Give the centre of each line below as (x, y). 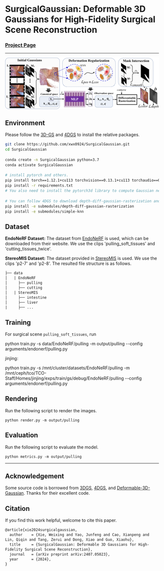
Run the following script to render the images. (51, 410)
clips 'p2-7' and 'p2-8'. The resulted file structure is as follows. (68, 263)
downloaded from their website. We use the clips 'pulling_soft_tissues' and (80, 244)
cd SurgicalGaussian (26, 149)
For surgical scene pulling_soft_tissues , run (51, 334)
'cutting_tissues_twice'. (28, 249)
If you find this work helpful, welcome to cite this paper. (61, 521)
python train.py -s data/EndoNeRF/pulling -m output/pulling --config (74, 344)
